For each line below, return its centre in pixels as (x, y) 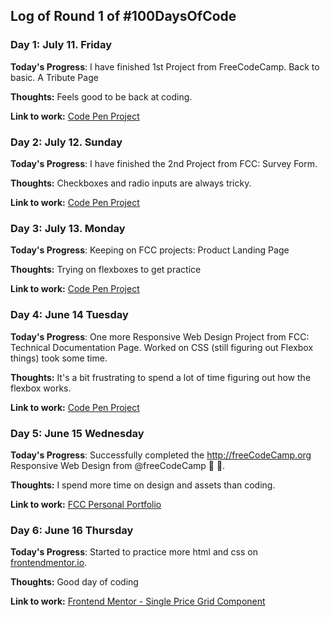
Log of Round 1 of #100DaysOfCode (123, 16)
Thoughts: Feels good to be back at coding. (101, 96)
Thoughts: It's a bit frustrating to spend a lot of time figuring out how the (161, 377)
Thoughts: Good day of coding (74, 582)
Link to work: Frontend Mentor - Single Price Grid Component (138, 601)
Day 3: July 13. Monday (68, 228)
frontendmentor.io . (49, 563)
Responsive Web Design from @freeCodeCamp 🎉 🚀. (118, 465)
